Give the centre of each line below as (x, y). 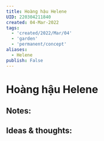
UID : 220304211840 (28, 17)
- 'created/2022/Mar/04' (42, 33)
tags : (13, 28)
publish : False (25, 60)
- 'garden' (25, 39)
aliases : (17, 50)
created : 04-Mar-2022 (33, 22)
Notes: (19, 111)
